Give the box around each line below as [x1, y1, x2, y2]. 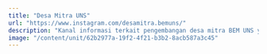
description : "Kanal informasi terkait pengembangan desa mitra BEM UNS [8, 26, 254, 34]
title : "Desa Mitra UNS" [8, 11, 91, 20]
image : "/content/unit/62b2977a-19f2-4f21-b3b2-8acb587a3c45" [8, 33, 219, 42]
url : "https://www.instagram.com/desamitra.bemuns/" [8, 19, 187, 27]
